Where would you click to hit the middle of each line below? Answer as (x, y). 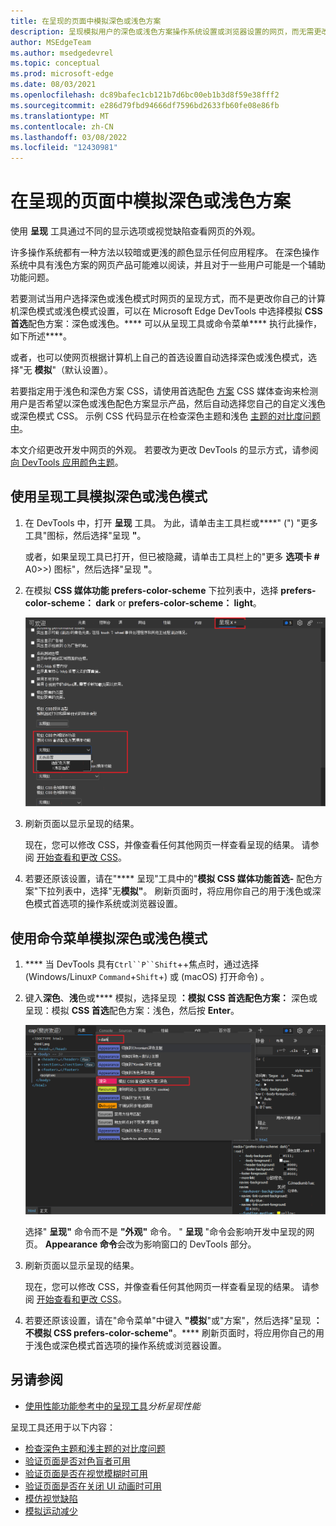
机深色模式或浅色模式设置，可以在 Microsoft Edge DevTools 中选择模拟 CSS (166, 311)
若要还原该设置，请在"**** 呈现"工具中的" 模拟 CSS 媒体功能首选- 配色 (169, 879)
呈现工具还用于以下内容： (63, 1427)
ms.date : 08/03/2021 (53, 85)
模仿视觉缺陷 (51, 1498)
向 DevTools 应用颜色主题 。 (67, 462)
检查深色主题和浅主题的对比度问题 (95, 1448)
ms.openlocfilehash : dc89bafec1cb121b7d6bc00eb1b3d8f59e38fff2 (145, 95)
